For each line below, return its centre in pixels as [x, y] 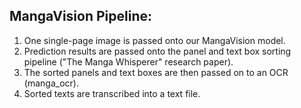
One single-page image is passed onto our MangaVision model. [154, 40]
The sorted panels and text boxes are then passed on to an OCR [156, 72]
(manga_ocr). [51, 83]
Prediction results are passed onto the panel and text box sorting [157, 51]
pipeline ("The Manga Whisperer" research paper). [128, 61]
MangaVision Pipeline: [80, 16]
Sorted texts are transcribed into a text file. [112, 93]
